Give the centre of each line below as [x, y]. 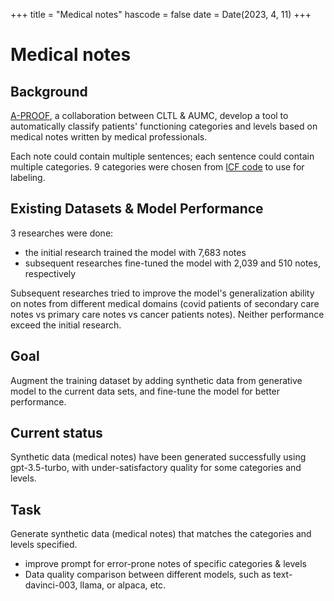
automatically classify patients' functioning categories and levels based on [164, 126]
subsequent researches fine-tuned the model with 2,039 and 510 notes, [172, 263]
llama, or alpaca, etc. [123, 585]
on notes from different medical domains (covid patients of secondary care [165, 303]
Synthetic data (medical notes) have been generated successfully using [158, 457]
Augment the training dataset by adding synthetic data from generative [156, 380]
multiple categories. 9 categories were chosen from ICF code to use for [157, 167]
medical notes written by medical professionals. [109, 137]
